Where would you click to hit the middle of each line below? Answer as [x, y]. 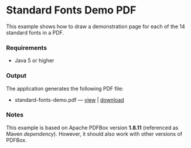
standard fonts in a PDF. [35, 32]
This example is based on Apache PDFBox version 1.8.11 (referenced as [92, 128]
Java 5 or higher [34, 61]
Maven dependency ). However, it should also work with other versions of [94, 134]
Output [16, 75]
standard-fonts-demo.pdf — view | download [69, 99]
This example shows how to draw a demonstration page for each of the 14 [96, 26]
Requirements [27, 47]
